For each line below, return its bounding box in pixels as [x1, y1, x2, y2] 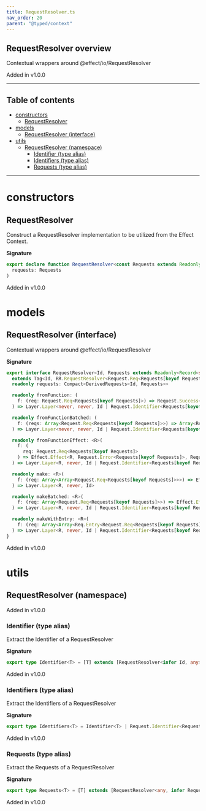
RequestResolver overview [6, 43, 112, 53]
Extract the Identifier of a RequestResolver [6, 636, 113, 643]
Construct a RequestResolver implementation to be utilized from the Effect [6, 231, 194, 238]
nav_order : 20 [6, 15, 43, 21]
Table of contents [6, 94, 75, 105]
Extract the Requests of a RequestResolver [6, 764, 115, 771]
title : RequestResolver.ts [6, 9, 75, 15]
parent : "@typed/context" [6, 20, 72, 26]
